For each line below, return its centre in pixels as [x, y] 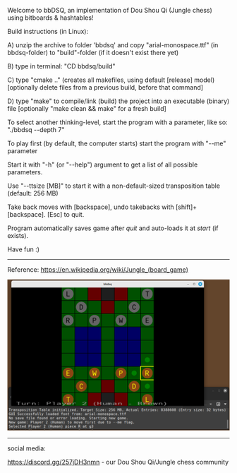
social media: [26, 448]
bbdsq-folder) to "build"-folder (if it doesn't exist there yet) [93, 53]
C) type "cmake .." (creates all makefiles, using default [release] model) [111, 80]
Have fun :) [24, 249]
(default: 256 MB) [33, 193]
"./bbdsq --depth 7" [36, 130]
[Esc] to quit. [66, 214]
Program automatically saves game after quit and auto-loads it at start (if [113, 228]
